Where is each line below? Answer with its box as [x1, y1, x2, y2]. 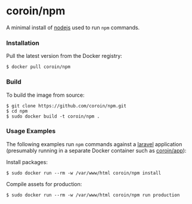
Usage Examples [6, 127, 56, 135]
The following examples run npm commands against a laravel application [6, 140, 182, 147]
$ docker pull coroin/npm [6, 64, 70, 70]
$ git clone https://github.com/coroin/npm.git [6, 103, 127, 109]
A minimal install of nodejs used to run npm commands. [6, 24, 140, 31]
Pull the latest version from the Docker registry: [6, 52, 122, 60]
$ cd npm [6, 108, 28, 114]
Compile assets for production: [6, 180, 82, 187]
